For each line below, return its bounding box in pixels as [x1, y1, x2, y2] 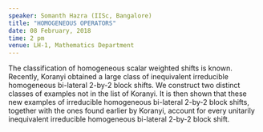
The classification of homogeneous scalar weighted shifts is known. [8, 63, 233, 73]
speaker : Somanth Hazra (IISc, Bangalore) [8, 11, 152, 20]
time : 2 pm [8, 34, 45, 42]
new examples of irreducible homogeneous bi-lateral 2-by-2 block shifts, [8, 98, 250, 107]
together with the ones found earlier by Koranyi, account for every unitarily [8, 106, 255, 116]
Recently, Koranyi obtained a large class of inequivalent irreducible [8, 72, 229, 82]
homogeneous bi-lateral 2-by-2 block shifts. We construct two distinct [8, 81, 241, 90]
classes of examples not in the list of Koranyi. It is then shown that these [8, 89, 247, 98]
